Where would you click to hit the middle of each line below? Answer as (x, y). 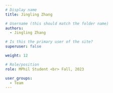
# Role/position (22, 64)
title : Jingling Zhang (29, 14)
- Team (17, 83)
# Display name (21, 10)
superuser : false (23, 46)
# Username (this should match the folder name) (57, 23)
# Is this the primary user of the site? (49, 42)
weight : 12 (17, 55)
